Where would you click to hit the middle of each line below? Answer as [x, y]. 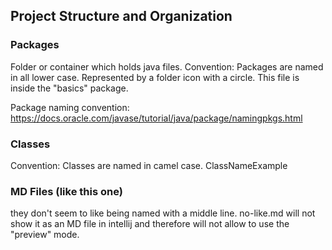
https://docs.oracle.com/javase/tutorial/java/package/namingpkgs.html [156, 118]
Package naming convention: [70, 107]
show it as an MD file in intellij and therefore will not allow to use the [150, 224]
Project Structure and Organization [121, 16]
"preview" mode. [45, 235]
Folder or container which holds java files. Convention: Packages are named [167, 66]
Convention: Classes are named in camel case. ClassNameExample [149, 165]
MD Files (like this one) [66, 191]
